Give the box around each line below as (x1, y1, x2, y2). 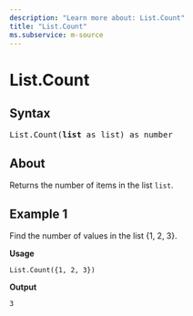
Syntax (9, 106, 51, 121)
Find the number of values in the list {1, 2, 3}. (9, 230, 178, 241)
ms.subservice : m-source (9, 30, 104, 39)
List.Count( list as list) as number (9, 129, 173, 140)
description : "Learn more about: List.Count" (9, 13, 185, 23)
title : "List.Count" (9, 22, 88, 31)
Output (9, 281, 37, 292)
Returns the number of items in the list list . (9, 179, 174, 191)
